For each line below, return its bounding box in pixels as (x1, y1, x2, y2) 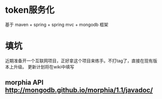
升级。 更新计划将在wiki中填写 (13, 64, 74, 70)
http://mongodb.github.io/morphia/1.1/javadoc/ (5, 86, 153, 95)
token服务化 (5, 4, 55, 16)
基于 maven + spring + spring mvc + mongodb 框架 (5, 22, 109, 27)
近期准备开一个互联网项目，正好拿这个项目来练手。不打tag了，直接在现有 (5, 57, 153, 64)
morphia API (5, 78, 44, 87)
